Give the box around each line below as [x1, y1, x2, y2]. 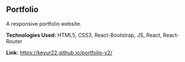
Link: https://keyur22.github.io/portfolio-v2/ [6, 49, 113, 56]
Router [6, 37, 22, 44]
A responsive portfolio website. [6, 20, 82, 27]
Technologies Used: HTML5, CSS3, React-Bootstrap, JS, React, [6, 32, 162, 39]
